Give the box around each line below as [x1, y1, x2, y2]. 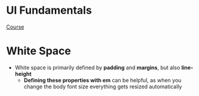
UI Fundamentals [6, 4, 92, 17]
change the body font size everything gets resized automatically [23, 83, 182, 90]
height [14, 70, 32, 78]
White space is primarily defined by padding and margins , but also [14, 64, 180, 71]
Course [6, 23, 25, 30]
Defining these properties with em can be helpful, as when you [23, 76, 182, 83]
